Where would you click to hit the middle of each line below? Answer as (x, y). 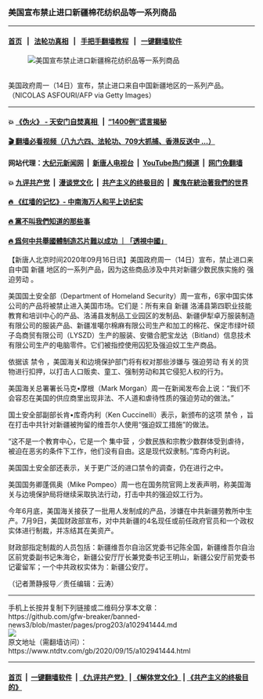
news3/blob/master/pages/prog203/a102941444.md (93, 625)
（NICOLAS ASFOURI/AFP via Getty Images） (82, 95)
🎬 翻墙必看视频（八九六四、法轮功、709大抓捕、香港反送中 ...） (112, 141)
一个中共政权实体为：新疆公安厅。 (97, 567)
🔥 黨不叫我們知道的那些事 (49, 221)
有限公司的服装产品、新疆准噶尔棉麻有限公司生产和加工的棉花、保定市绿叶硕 (131, 326)
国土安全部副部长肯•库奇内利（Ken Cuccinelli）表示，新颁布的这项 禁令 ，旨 (131, 415)
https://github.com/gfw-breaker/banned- (74, 617)
